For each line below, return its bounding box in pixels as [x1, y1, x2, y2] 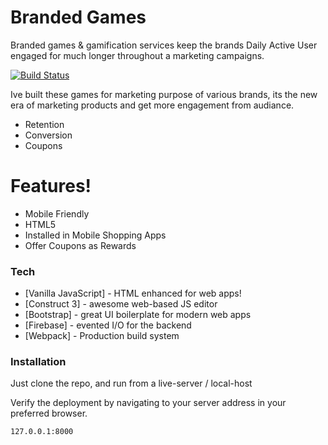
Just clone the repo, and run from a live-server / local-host [10, 377, 253, 390]
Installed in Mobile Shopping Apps [24, 229, 167, 241]
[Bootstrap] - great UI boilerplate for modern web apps [24, 309, 252, 321]
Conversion [24, 129, 73, 141]
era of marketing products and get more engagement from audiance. [10, 99, 295, 111]
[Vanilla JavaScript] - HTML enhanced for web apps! [24, 287, 242, 300]
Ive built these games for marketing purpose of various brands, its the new [10, 88, 318, 100]
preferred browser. [10, 407, 88, 420]
